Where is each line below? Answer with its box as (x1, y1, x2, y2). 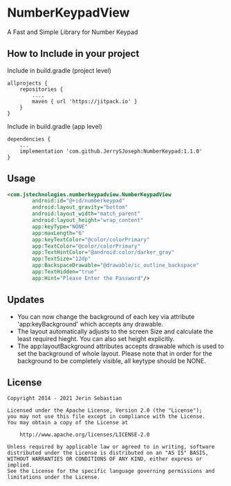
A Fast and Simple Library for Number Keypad (7, 28, 138, 36)
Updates (7, 294, 45, 306)
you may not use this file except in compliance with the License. (7, 413, 206, 420)
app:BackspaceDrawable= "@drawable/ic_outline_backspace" (32, 262, 199, 269)
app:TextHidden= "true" (32, 268, 98, 275)
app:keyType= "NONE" (32, 223, 89, 230)
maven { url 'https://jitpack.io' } (32, 98, 138, 105)
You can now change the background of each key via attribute (17, 312, 195, 320)
